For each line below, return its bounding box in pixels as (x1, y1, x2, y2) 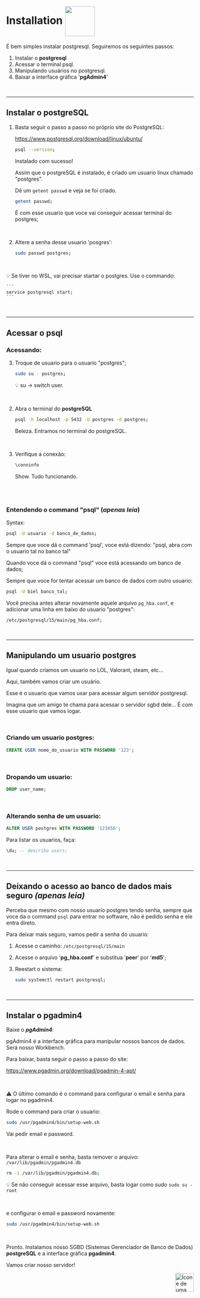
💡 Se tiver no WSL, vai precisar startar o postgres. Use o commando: (6, 272, 176, 279)
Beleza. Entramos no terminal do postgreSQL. (14, 427, 127, 434)
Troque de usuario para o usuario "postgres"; (14, 359, 127, 366)
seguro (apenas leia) (6, 891, 85, 901)
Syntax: (6, 519, 25, 526)
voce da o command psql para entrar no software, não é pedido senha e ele (6, 913, 193, 920)
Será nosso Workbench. (6, 1044, 65, 1051)
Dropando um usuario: (6, 773, 73, 781)
